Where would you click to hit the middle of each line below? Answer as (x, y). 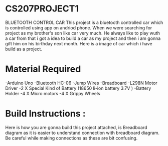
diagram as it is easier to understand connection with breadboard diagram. (82, 133)
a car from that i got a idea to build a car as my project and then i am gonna (83, 38)
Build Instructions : (46, 114)
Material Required (43, 69)
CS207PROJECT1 (42, 9)
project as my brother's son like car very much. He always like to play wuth (83, 33)
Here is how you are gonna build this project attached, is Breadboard (76, 127)
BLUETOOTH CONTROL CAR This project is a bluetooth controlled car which (84, 22)
